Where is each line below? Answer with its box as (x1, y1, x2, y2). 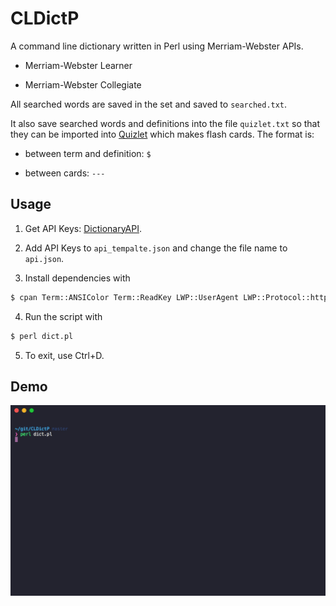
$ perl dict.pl (10, 331, 74, 341)
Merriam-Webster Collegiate (24, 78, 142, 91)
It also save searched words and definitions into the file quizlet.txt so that (10, 117, 321, 129)
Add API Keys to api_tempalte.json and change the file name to (24, 242, 288, 254)
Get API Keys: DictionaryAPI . (24, 222, 143, 234)
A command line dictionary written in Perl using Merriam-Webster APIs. (10, 40, 304, 52)
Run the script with (24, 310, 103, 322)
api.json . (24, 252, 65, 264)
